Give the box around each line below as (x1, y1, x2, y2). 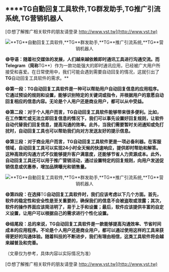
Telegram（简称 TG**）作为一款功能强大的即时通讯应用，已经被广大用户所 (5, 62, 161, 68)
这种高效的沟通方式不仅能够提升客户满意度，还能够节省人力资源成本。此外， (5, 151, 164, 157)
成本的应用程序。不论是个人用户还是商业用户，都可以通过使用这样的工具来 (5, 227, 159, 233)
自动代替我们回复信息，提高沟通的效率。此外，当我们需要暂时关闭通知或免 (5, 121, 159, 127)
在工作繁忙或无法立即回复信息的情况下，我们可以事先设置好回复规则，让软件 (5, 115, 164, 121)
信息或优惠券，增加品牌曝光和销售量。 (9, 163, 89, 169)
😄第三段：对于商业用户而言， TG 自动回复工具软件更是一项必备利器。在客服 (5, 138, 162, 144)
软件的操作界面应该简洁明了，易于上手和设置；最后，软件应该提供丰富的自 (5, 204, 159, 210)
